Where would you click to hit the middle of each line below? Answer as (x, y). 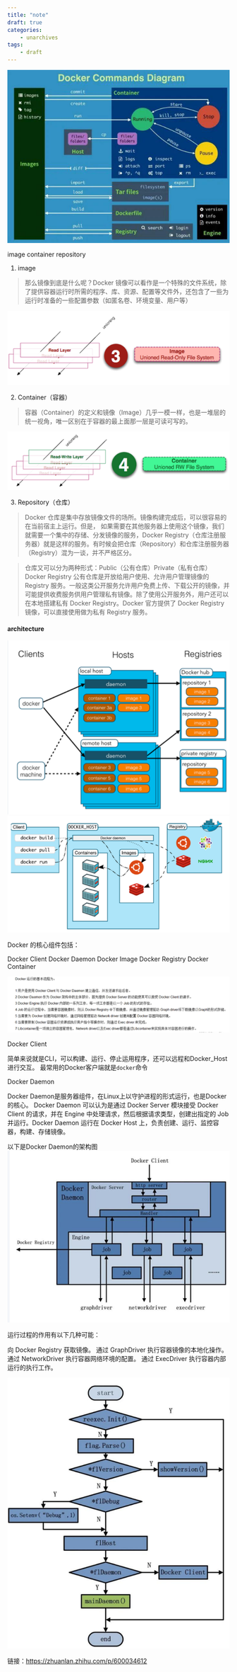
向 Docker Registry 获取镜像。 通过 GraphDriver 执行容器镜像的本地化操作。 (117, 1350)
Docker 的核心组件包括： (43, 945)
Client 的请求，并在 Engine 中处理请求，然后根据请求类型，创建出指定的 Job (118, 1114)
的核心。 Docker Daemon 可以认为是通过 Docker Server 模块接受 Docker (113, 1105)
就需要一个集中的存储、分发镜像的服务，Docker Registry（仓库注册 (122, 535)
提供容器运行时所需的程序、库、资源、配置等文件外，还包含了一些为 (130, 292)
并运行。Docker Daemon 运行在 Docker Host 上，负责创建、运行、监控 (110, 1122)
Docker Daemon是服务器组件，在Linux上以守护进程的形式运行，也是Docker (117, 1096)
